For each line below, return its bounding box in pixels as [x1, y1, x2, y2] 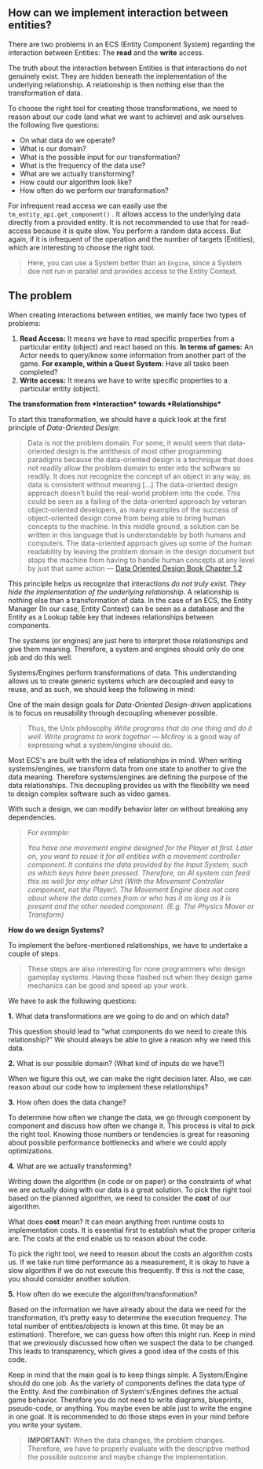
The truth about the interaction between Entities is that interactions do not [8, 63, 247, 72]
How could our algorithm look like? [19, 177, 132, 187]
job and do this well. [8, 653, 73, 662]
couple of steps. [8, 949, 61, 958]
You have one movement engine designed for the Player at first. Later [27, 842, 254, 853]
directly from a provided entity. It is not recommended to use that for [8, 217, 230, 227]
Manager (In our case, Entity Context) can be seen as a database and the [8, 604, 245, 613]
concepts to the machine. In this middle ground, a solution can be [27, 521, 239, 531]
